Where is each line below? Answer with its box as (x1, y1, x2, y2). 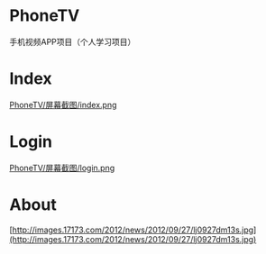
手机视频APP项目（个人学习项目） (9, 36, 136, 47)
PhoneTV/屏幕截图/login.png (9, 162, 115, 173)
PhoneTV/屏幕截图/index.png (9, 99, 117, 110)
